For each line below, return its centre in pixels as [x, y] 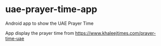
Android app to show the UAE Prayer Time [50, 23]
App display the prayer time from [40, 33]
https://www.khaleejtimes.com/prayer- [116, 33]
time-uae [15, 38]
